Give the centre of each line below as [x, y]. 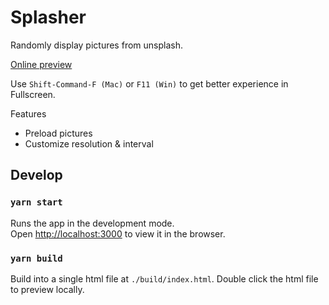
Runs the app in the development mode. [92, 223]
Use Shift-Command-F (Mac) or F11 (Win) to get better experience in [149, 83]
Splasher [48, 17]
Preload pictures [58, 133]
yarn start [36, 202]
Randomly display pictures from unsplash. [96, 45]
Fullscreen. [33, 94]
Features [28, 113]
